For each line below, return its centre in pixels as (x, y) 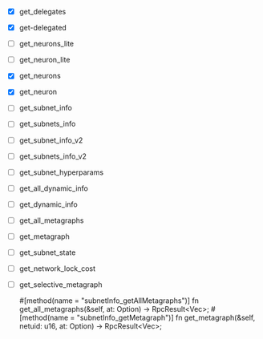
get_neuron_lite (45, 60)
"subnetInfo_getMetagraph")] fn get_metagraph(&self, (166, 318)
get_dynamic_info (48, 204)
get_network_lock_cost (57, 268)
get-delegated (43, 28)
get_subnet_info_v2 (51, 140)
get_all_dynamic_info (54, 188)
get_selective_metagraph (61, 285)
